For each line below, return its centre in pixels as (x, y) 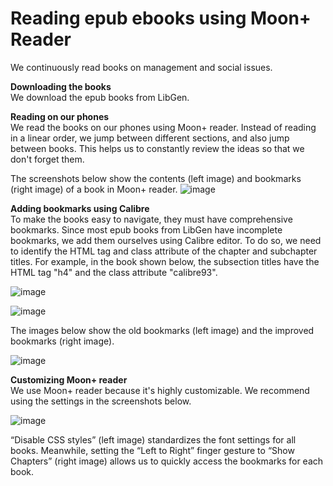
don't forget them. (47, 159)
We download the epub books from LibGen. (100, 97)
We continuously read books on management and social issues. (141, 67)
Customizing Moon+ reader (69, 379)
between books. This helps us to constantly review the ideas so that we (157, 148)
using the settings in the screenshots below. (101, 401)
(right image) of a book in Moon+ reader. (94, 189)
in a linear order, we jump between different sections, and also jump (150, 138)
